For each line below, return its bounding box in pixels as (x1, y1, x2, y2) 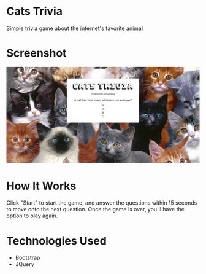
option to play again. (6, 212, 58, 219)
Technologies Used (6, 233, 107, 248)
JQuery (15, 260, 35, 268)
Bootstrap (15, 254, 40, 262)
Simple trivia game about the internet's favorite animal (6, 25, 143, 32)
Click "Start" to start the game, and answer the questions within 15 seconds (6, 199, 197, 206)
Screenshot (6, 46, 67, 60)
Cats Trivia (6, 4, 63, 18)
